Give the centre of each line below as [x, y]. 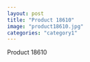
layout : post [26, 13]
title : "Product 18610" [41, 20]
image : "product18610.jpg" [45, 26]
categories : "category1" [42, 33]
